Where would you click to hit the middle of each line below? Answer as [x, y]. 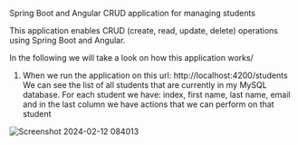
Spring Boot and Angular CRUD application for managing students [133, 13]
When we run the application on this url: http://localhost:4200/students [155, 75]
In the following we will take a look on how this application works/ [131, 58]
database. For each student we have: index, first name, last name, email [156, 95]
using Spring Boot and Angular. [67, 40]
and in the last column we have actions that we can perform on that [148, 104]
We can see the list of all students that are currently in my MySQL [144, 85]
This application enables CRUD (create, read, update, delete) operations [144, 30]
